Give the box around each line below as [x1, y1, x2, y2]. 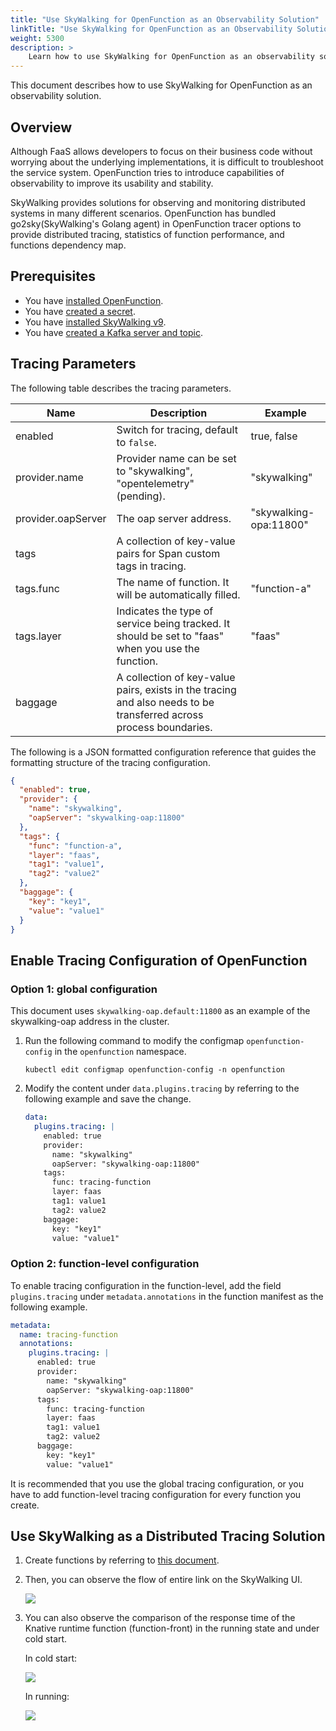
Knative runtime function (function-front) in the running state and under [24, 1622, 320, 1635]
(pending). [116, 489, 166, 503]
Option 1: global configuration [10, 982, 158, 996]
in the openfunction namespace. [54, 1046, 187, 1058]
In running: [24, 1691, 70, 1703]
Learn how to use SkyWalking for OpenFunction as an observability [28, 52, 315, 62]
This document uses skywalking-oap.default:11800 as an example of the [10, 1005, 311, 1017]
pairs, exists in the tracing [116, 682, 237, 696]
